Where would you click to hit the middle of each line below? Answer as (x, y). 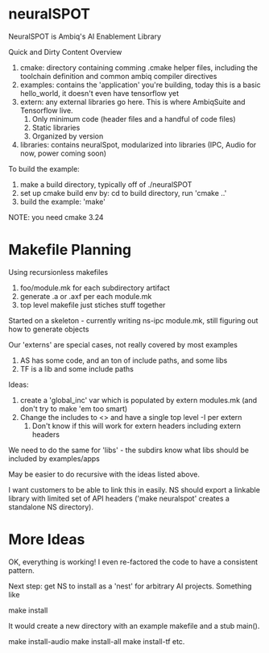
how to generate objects (49, 329)
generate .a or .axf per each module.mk (86, 296)
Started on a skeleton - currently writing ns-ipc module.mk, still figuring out (133, 320)
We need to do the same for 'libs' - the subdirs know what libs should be (129, 450)
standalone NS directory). (51, 507)
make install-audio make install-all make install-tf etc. (97, 641)
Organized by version (68, 136)
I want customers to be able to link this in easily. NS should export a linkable (134, 489)
